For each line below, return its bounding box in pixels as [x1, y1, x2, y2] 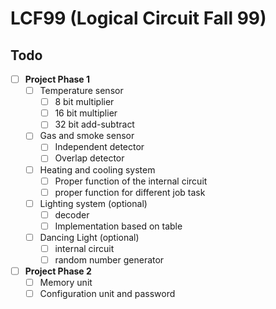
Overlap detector [54, 152, 125, 164]
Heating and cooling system [39, 163, 156, 176]
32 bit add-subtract [54, 118, 135, 131]
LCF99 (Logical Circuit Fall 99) [10, 7, 267, 30]
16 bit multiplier [54, 107, 118, 119]
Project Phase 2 [24, 265, 92, 277]
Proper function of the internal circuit [54, 175, 208, 187]
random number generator [54, 254, 165, 266]
